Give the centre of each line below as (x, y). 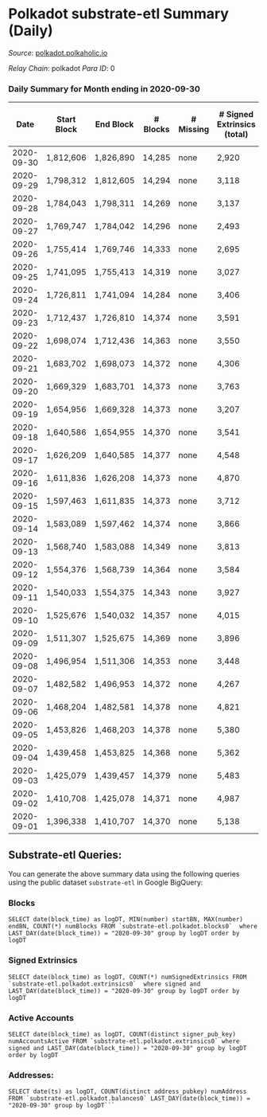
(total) (236, 135)
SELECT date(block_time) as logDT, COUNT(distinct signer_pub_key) (122, 1034)
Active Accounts (41, 1017)
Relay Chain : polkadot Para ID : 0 (62, 68)
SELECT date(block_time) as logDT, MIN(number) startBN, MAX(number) (126, 920)
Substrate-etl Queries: (65, 855)
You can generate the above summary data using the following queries (124, 874)
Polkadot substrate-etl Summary (118, 14)
